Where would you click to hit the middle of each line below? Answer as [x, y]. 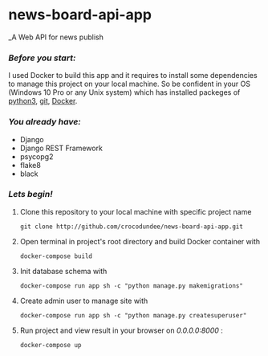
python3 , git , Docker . [43, 101]
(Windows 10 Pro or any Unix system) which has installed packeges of [124, 92]
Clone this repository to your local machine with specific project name [136, 211]
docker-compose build [56, 256]
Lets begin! [31, 194]
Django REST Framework [61, 148]
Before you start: [42, 58]
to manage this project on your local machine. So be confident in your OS [130, 84]
